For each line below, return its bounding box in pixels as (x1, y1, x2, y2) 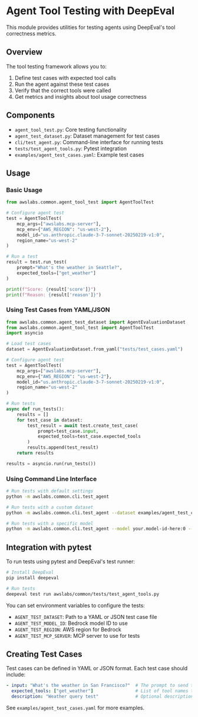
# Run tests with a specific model (6, 520, 94, 527)
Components (6, 111, 55, 121)
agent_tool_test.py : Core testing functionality (14, 126, 127, 133)
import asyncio (6, 330, 44, 336)
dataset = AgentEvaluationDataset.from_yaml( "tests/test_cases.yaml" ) (6, 346, 183, 352)
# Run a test (6, 254, 38, 259)
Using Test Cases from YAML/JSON (6, 306, 110, 314)
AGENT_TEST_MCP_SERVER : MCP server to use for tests (14, 632, 140, 639)
